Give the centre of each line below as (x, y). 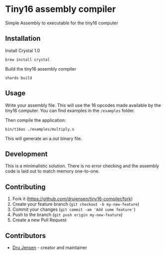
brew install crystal (28, 60)
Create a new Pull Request (40, 220)
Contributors (26, 235)
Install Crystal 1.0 (23, 50)
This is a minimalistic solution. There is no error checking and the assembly (82, 166)
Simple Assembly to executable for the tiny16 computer (62, 23)
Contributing (25, 187)
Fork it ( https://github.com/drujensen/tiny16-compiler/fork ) (72, 199)
